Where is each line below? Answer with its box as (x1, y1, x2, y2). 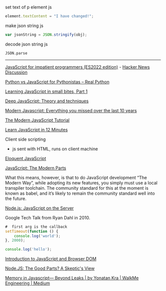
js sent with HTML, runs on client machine (12, 146, 98, 152)
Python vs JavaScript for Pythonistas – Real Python (5, 79, 110, 84)
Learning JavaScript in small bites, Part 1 (5, 88, 88, 94)
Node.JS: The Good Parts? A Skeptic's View (5, 265, 95, 271)
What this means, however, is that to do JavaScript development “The (5, 174, 147, 180)
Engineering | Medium (5, 280, 50, 286)
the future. (5, 195, 27, 202)
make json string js (5, 22, 43, 29)
